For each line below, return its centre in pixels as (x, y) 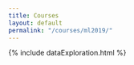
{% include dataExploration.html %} (67, 53)
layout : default (35, 23)
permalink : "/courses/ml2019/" (61, 30)
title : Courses (34, 15)
